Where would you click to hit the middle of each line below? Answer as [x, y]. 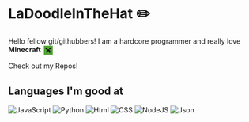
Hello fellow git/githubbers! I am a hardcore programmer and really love [124, 41]
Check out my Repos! [43, 66]
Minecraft [25, 49]
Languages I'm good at [66, 91]
